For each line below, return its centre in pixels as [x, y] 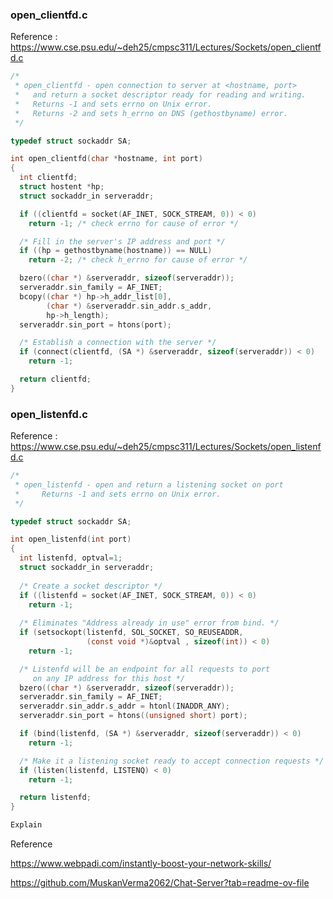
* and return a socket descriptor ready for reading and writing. [160, 95]
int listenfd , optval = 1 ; [71, 558]
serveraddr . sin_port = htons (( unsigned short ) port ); [133, 716]
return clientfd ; [55, 379]
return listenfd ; [55, 798]
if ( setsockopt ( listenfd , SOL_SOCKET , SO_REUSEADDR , [131, 633]
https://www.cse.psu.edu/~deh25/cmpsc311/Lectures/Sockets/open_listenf [166, 447]
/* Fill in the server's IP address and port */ [122, 241]
